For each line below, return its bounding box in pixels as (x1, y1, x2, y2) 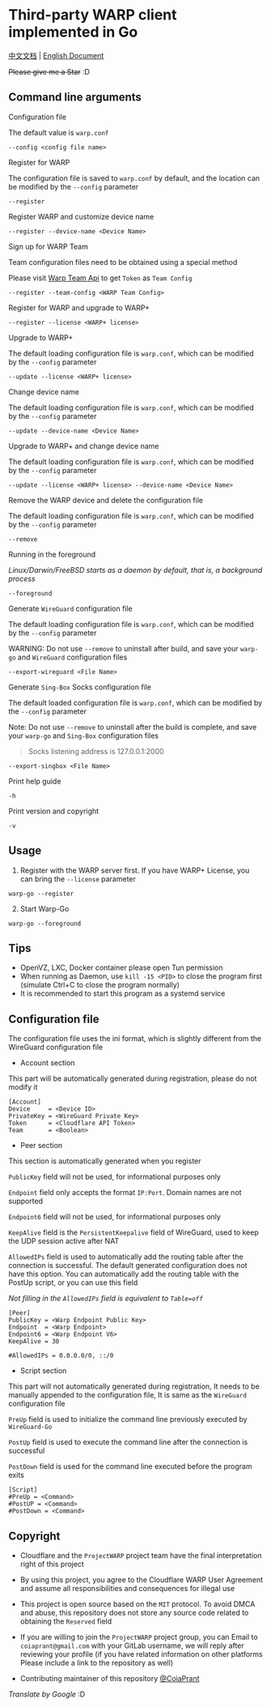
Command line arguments (8, 91, 142, 105)
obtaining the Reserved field (19, 1616, 112, 1626)
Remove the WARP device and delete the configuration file (8, 495, 204, 505)
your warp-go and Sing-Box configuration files (8, 731, 159, 740)
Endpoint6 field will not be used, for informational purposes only (8, 1212, 221, 1222)
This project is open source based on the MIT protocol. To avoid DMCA (19, 1599, 256, 1609)
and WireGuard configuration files (17, 652, 128, 662)
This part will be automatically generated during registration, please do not (8, 1073, 257, 1083)
